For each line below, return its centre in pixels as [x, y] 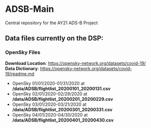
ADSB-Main [30, 9]
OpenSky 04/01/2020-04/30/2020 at [50, 115]
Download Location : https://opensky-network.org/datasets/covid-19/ [75, 63]
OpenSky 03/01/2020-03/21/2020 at [49, 104]
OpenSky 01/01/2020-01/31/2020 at [48, 83]
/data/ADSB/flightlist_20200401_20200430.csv [63, 120]
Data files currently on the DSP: [54, 38]
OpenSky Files [23, 52]
